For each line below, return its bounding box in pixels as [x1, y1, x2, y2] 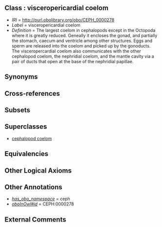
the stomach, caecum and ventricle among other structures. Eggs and [11, 38, 153, 44]
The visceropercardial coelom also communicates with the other [11, 48, 142, 54]
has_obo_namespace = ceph [11, 196, 70, 202]
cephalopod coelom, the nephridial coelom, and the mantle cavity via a [11, 53, 154, 59]
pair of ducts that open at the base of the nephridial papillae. [11, 58, 134, 64]
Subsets [4, 106, 30, 114]
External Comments [4, 215, 66, 224]
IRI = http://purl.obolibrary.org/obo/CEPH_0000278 [11, 17, 115, 23]
